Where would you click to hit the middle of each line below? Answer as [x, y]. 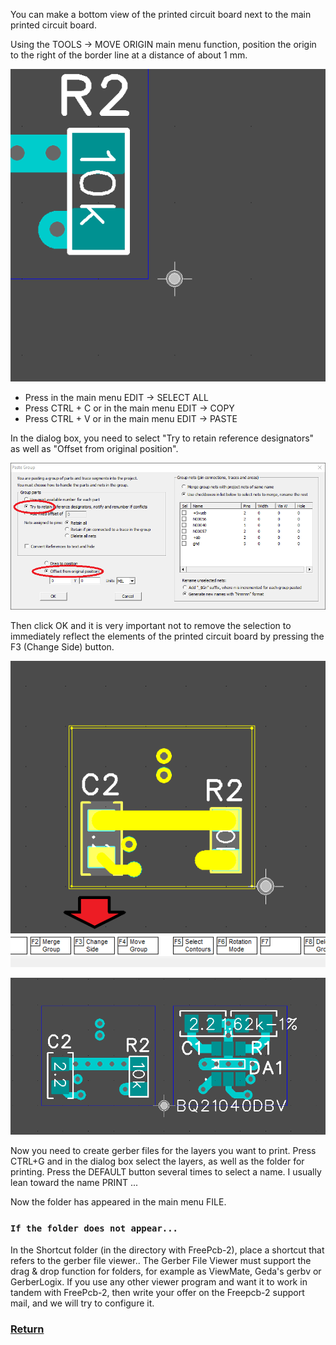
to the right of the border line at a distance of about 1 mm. [129, 55]
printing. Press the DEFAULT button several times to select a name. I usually [166, 1172]
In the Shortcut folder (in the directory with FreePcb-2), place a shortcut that [167, 1250]
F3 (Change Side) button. [62, 647]
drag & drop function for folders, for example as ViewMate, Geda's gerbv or [166, 1271]
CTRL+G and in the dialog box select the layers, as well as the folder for [157, 1161]
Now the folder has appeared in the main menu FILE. [118, 1202]
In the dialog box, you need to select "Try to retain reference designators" [162, 438]
